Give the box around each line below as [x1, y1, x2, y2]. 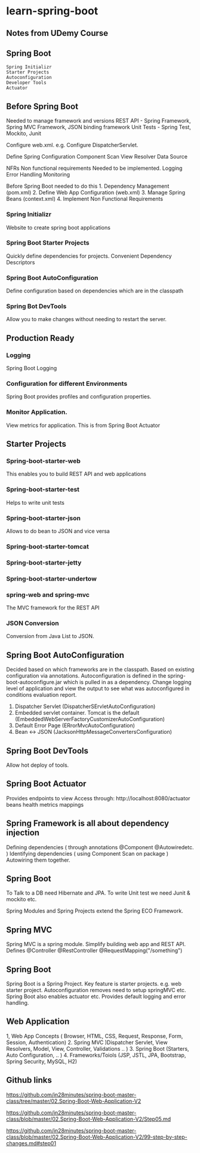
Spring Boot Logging [6, 365, 57, 372]
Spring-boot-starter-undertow [6, 574, 97, 582]
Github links [6, 1075, 52, 1085]
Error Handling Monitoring [6, 171, 70, 178]
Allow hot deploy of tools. [6, 761, 69, 768]
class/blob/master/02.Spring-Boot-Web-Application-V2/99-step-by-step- [6, 1133, 187, 1140]
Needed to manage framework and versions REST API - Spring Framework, [6, 117, 191, 124]
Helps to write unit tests [6, 499, 64, 506]
